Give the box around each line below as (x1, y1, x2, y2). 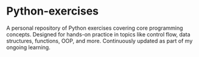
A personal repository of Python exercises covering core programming (6, 24, 184, 32)
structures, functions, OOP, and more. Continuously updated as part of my (6, 37, 193, 44)
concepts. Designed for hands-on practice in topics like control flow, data (6, 30, 190, 38)
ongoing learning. (6, 44, 51, 51)
